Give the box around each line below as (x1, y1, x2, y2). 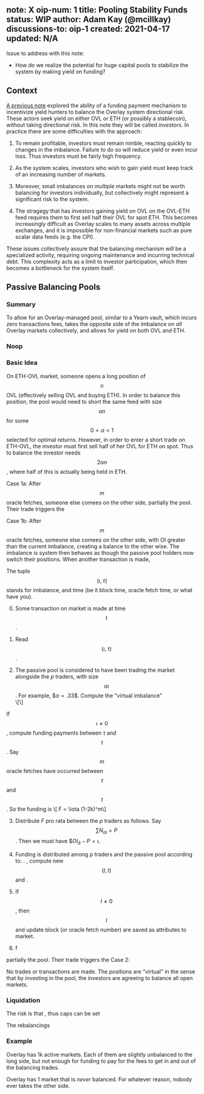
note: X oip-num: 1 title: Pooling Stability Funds (6, 5, 188, 15)
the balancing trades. (6, 1064, 59, 1071)
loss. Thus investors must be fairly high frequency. (15, 152, 142, 160)
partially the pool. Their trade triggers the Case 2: (6, 956, 131, 964)
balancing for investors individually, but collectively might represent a (15, 189, 189, 196)
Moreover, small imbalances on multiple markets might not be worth (15, 182, 185, 189)
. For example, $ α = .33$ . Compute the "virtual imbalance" (15, 691, 163, 699)
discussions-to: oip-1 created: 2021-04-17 (6, 24, 170, 34)
